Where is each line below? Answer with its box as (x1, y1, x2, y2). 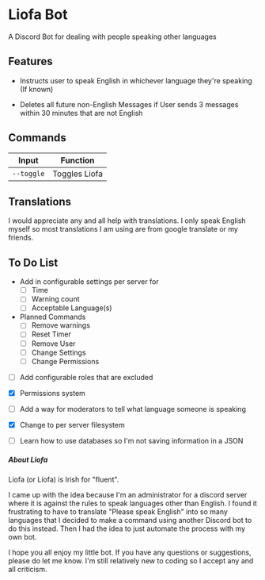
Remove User (31, 339, 76, 348)
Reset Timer (31, 329, 71, 339)
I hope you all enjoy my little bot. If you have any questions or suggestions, (8, 547, 252, 557)
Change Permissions (31, 356, 100, 366)
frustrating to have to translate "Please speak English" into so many (8, 506, 228, 517)
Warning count (31, 294, 80, 304)
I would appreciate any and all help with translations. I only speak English (8, 216, 247, 225)
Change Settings (31, 348, 86, 357)
